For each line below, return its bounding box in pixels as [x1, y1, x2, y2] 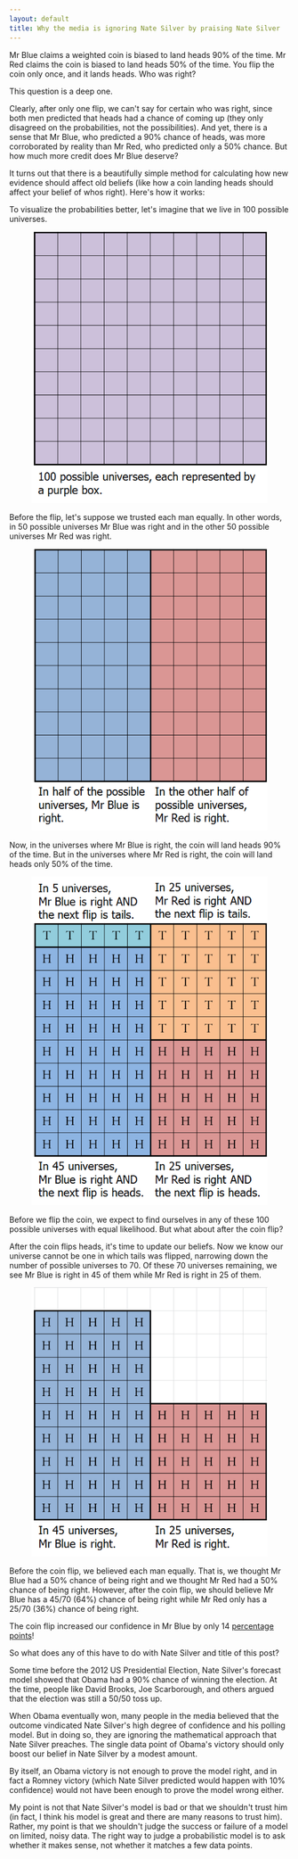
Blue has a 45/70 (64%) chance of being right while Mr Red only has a [9, 1593, 268, 1605]
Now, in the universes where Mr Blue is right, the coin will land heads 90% [9, 839, 282, 851]
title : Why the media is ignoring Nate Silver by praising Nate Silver [9, 23, 280, 33]
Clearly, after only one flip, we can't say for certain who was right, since [9, 103, 273, 113]
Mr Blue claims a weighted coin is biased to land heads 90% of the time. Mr [9, 49, 286, 60]
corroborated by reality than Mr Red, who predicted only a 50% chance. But [9, 141, 287, 152]
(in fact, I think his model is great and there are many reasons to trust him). [9, 1811, 283, 1822]
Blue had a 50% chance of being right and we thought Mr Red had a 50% [9, 1574, 278, 1585]
